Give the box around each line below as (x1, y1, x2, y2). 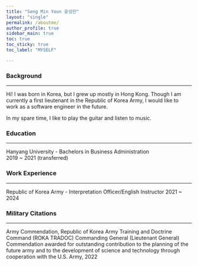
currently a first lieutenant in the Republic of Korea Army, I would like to (6, 97, 179, 104)
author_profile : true (6, 25, 60, 31)
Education (6, 129, 37, 137)
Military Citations (6, 209, 57, 217)
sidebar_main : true (6, 31, 54, 37)
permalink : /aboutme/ (6, 19, 60, 25)
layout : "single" (6, 14, 49, 20)
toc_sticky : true (6, 42, 49, 48)
